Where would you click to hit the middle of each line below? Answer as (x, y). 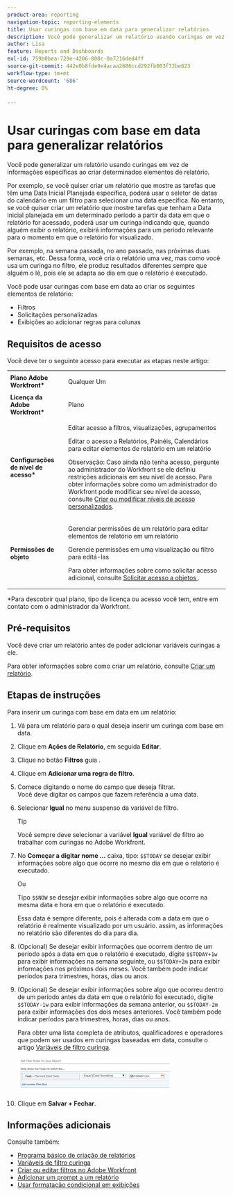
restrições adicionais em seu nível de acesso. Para (140, 477)
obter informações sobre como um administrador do (143, 484)
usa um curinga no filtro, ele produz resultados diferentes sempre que (107, 266)
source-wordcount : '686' (43, 81)
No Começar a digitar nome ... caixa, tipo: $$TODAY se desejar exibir (114, 855)
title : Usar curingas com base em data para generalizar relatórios (108, 29)
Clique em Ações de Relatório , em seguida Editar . (89, 746)
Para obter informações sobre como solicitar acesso (143, 570)
